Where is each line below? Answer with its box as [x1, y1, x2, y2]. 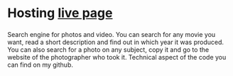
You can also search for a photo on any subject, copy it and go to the [7, 45, 210, 54]
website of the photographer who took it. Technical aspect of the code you [7, 53, 227, 62]
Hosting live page [7, 5, 113, 21]
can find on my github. [7, 60, 73, 69]
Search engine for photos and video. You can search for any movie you [7, 31, 216, 39]
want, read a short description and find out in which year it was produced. [7, 38, 224, 47]
